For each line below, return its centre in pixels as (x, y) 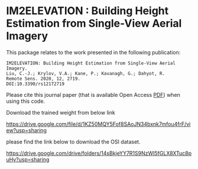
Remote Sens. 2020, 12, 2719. (43, 79)
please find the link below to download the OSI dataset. (73, 142)
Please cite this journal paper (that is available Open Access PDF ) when (93, 95)
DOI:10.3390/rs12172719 (35, 84)
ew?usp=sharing (27, 130)
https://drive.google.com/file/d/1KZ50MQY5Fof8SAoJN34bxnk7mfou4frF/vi (98, 124)
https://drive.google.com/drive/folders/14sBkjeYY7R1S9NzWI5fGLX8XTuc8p (99, 153)
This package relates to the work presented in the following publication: (93, 52)
